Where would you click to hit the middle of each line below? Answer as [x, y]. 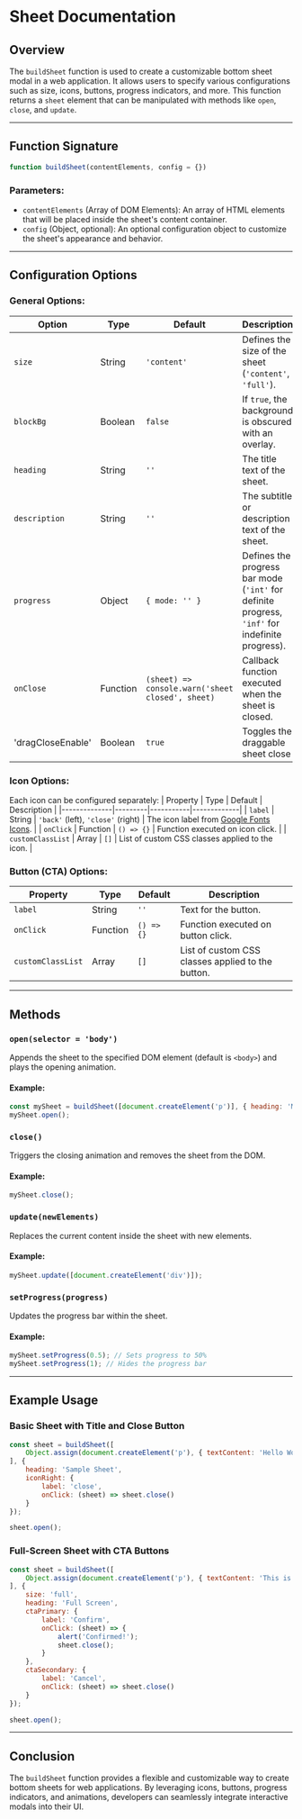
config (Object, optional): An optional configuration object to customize [155, 229]
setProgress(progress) [59, 1297]
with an [258, 432]
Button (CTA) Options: [58, 871]
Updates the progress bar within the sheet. [89, 1316]
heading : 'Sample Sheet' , [74, 1470]
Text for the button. [220, 909]
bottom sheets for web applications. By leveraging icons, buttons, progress [148, 1787]
